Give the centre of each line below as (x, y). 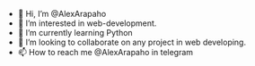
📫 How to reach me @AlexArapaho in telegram (106, 52)
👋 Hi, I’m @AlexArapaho (62, 14)
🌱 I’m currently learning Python (75, 33)
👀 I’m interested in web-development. (87, 23)
